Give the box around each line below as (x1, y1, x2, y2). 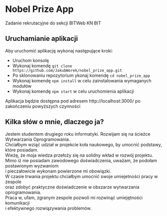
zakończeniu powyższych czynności (5, 103, 81, 109)
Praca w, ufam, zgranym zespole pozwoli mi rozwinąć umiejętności (5, 195, 143, 201)
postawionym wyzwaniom (5, 163, 59, 169)
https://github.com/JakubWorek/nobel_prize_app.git (12, 68, 122, 73)
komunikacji (5, 200, 30, 206)
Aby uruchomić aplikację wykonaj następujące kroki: (5, 47, 113, 53)
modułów (12, 83, 32, 89)
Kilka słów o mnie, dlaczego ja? (5, 118, 104, 126)
